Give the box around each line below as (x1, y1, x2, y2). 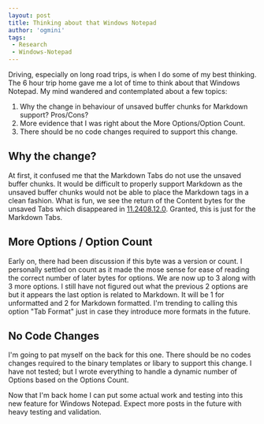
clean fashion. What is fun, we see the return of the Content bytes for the (8, 195, 246, 205)
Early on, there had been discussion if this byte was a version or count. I (8, 256, 243, 266)
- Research (11, 41, 47, 49)
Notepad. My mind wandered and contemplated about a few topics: (8, 87, 228, 95)
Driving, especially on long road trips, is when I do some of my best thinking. (8, 70, 257, 79)
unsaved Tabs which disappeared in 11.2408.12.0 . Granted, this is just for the (8, 204, 256, 214)
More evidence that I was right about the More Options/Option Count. (19, 119, 246, 128)
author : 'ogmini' (8, 26, 65, 34)
